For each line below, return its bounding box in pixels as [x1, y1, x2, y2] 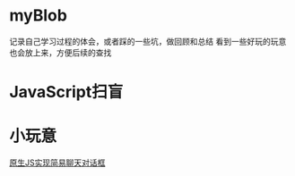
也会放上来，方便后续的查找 [9, 46, 112, 58]
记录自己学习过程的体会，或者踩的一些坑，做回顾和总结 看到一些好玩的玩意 [9, 36, 287, 46]
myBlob [9, 5, 67, 26]
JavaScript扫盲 [9, 82, 124, 103]
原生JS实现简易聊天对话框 [9, 157, 106, 168]
